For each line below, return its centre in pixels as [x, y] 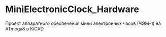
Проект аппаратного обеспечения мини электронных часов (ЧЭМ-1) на [83, 23]
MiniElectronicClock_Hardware [72, 9]
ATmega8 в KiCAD [25, 28]
